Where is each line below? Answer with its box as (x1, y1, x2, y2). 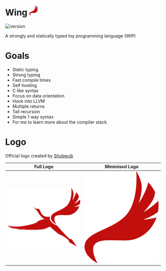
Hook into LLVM (12, 98, 45, 104)
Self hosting (12, 82, 37, 88)
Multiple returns (12, 103, 45, 109)
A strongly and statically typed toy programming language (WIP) (5, 33, 136, 39)
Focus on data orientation (12, 92, 65, 98)
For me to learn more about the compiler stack (12, 119, 107, 125)
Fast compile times (12, 77, 51, 83)
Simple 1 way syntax (12, 114, 54, 120)
